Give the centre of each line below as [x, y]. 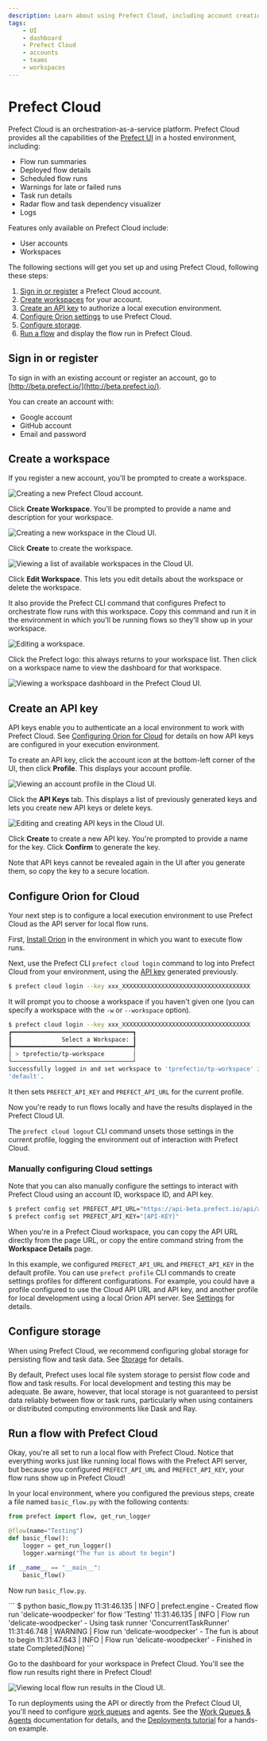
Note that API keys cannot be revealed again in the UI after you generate [127, 863]
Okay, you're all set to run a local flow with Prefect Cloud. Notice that [121, 1452]
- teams [35, 61]
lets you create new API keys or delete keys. [81, 808]
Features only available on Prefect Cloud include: [89, 227]
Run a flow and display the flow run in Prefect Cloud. [106, 333]
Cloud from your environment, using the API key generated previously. [123, 971]
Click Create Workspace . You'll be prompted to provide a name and [120, 509]
